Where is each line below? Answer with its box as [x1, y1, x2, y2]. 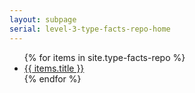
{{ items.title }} [23, 62, 85, 74]
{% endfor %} [23, 72, 82, 85]
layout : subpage [9, 14, 77, 25]
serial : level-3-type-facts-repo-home [9, 24, 171, 34]
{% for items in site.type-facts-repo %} [23, 51, 186, 63]
